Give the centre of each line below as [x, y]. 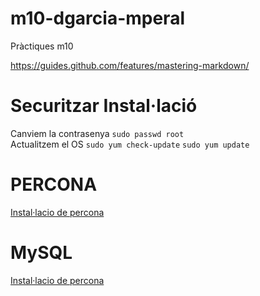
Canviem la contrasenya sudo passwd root [97, 133]
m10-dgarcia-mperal [97, 18]
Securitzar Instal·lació [104, 106]
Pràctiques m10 [42, 46]
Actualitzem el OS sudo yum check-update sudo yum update [130, 144]
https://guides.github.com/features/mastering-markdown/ [130, 65]
